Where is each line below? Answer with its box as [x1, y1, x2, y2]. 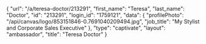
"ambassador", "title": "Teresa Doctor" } [6, 31, 107, 38]
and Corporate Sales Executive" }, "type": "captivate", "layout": [6, 24, 166, 31]
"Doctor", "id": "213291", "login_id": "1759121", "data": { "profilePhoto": [6, 11, 184, 19]
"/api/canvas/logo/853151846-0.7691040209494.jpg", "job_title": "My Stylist [6, 18, 200, 25]
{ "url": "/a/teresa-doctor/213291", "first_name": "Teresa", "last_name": [6, 5, 185, 12]
